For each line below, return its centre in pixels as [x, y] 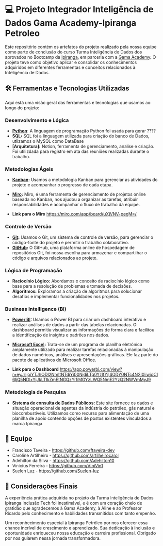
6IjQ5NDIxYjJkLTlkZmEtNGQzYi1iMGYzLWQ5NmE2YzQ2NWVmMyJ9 [81, 380]
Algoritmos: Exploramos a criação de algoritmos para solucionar [77, 291]
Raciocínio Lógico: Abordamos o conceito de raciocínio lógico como [81, 281]
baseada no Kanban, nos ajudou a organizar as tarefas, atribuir [75, 199]
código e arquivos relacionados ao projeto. [55, 258]
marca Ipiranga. [28, 423]
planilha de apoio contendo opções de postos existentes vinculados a [82, 418]
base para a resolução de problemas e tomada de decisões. [72, 286]
